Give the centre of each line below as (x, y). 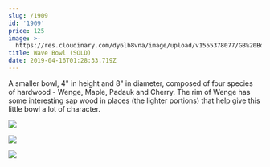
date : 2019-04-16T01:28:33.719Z (62, 61)
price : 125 (27, 31)
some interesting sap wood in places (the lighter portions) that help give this (134, 100)
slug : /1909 (28, 16)
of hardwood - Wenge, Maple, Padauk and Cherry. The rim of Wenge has (129, 92)
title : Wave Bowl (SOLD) (50, 53)
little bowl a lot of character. (54, 108)
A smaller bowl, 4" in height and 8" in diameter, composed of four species (131, 83)
